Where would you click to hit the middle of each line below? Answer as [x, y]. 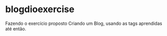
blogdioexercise [40, 9]
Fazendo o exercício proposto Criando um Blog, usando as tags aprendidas [84, 23]
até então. [16, 28]
